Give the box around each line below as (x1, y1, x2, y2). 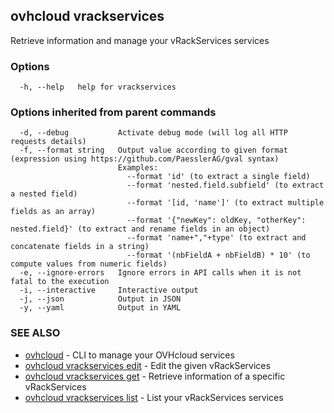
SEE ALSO (10, 326, 61, 340)
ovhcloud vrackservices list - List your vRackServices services (24, 391, 284, 403)
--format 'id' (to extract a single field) (126, 172, 311, 182)
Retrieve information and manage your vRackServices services (10, 34, 270, 46)
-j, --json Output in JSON (19, 294, 182, 304)
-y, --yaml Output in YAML (19, 303, 182, 313)
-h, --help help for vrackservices (19, 82, 177, 93)
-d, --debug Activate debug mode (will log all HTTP (19, 128, 288, 138)
